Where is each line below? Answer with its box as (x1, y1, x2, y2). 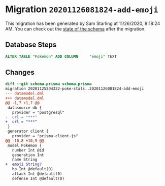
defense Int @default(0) (12, 176, 65, 181)
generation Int (12, 152, 44, 158)
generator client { (7, 129, 49, 134)
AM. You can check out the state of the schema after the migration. (5, 25, 146, 32)
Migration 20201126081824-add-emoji (5, 4, 158, 15)
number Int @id (12, 147, 44, 153)
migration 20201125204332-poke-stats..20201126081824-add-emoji (5, 86, 144, 91)
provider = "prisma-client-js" (12, 134, 79, 139)
